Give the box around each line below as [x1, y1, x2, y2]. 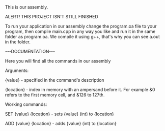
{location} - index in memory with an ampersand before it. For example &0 [5, 87, 156, 93]
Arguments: [5, 67, 29, 73]
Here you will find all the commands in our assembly [5, 58, 111, 64]
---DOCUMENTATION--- [5, 49, 55, 54]
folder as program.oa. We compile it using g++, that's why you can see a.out [5, 34, 160, 39]
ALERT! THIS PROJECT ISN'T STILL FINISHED [5, 14, 98, 19]
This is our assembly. [5, 4, 48, 10]
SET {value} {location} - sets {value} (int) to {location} [5, 111, 114, 117]
